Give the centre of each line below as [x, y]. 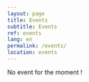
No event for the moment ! [45, 72]
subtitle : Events [32, 26]
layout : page [26, 14]
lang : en [20, 40]
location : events [32, 53]
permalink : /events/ [37, 46]
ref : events [24, 33]
